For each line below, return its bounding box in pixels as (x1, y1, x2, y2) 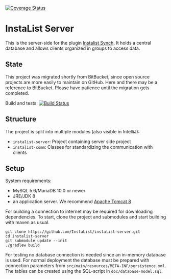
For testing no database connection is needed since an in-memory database (5, 252, 166, 258)
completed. (5, 90, 29, 96)
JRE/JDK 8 (12, 193, 36, 200)
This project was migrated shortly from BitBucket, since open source (5, 73, 150, 79)
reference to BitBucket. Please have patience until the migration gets (5, 85, 150, 91)
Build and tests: (5, 100, 38, 106)
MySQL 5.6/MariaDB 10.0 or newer (12, 188, 86, 194)
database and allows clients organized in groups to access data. (5, 45, 140, 51)
